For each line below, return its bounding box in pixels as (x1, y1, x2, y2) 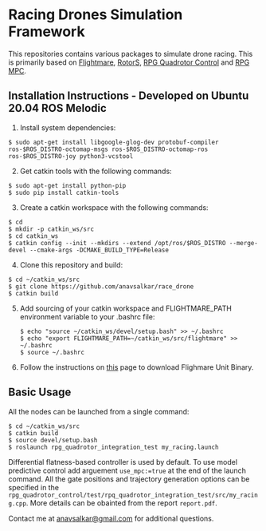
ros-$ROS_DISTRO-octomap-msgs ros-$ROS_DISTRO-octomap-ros (8, 145, 209, 153)
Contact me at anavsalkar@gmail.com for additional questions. (8, 513, 214, 523)
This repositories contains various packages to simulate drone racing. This (8, 49, 253, 58)
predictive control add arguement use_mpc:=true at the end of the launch (8, 466, 247, 475)
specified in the (8, 482, 60, 492)
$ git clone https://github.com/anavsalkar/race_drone (8, 282, 194, 291)
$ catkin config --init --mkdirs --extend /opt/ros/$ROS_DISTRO (8, 239, 226, 247)
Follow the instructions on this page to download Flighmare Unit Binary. (19, 362, 254, 372)
